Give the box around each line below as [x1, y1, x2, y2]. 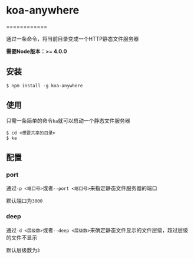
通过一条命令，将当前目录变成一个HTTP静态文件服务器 [6, 35, 139, 42]
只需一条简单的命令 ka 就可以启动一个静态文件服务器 [6, 117, 131, 124]
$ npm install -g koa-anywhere [6, 83, 83, 88]
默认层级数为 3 [6, 246, 40, 254]
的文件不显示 [6, 234, 37, 241]
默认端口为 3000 [6, 197, 43, 204]
